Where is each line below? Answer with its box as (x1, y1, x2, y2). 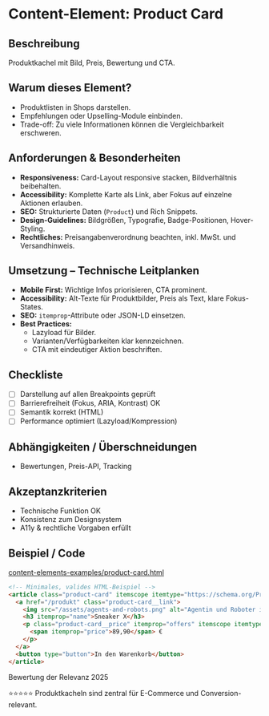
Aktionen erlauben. (19, 198, 83, 208)
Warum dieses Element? (8, 81, 132, 95)
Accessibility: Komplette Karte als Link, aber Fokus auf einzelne (19, 189, 232, 199)
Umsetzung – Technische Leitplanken (8, 264, 200, 277)
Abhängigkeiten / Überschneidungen (8, 440, 198, 454)
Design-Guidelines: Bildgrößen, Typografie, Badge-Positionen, (19, 215, 230, 225)
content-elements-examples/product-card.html (8, 567, 164, 577)
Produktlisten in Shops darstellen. (19, 102, 131, 112)
